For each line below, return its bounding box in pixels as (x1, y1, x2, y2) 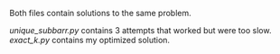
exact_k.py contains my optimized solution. (9, 35, 170, 45)
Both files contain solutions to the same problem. (9, 8, 191, 18)
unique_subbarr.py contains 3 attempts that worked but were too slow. (9, 25, 272, 35)
